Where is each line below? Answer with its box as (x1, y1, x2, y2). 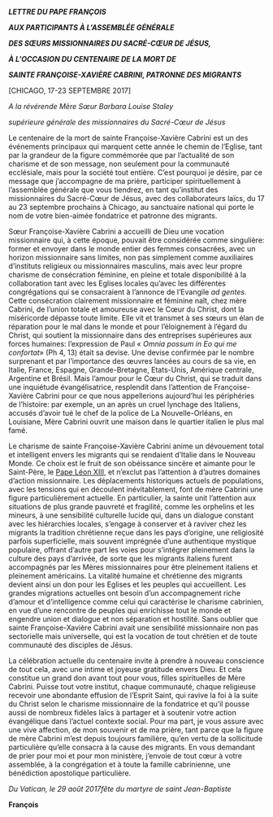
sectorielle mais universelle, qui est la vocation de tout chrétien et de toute (8, 631, 258, 641)
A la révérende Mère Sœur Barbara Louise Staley (8, 102, 174, 111)
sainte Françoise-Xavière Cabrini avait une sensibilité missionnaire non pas (8, 623, 258, 632)
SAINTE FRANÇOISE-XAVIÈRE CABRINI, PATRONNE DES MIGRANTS (8, 70, 242, 80)
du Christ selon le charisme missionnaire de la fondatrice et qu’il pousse (8, 699, 250, 709)
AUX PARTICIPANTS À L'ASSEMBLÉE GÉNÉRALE (8, 23, 175, 32)
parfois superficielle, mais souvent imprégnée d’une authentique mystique (8, 536, 257, 546)
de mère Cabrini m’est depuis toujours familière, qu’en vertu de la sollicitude (8, 734, 262, 743)
